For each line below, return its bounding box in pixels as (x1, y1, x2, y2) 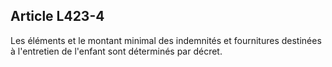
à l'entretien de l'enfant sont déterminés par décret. (10, 45, 223, 57)
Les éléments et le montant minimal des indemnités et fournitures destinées (10, 34, 322, 46)
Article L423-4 (10, 8, 105, 25)
